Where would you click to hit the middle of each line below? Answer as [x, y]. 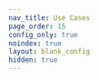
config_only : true [43, 35]
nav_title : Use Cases [49, 18]
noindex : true [35, 43]
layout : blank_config [49, 52]
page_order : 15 [37, 26]
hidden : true [33, 60]
